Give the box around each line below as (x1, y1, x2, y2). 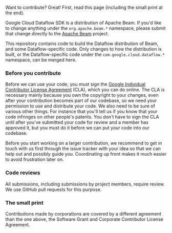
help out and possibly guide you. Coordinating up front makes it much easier (5, 151, 167, 157)
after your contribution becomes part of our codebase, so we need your (5, 97, 157, 104)
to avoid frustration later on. (5, 156, 64, 163)
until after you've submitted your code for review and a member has (5, 119, 148, 125)
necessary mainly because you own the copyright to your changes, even (5, 92, 159, 98)
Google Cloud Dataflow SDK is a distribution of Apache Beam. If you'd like (5, 20, 162, 26)
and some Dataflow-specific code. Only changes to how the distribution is (5, 46, 162, 52)
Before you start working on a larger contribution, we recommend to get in (5, 140, 162, 146)
